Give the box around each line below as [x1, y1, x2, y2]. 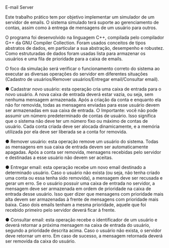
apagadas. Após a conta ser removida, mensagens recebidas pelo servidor [5, 149, 161, 155]
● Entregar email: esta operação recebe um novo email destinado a [5, 164, 146, 170]
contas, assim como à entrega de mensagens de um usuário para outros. [5, 25, 157, 31]
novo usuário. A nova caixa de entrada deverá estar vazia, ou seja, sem [5, 92, 154, 97]
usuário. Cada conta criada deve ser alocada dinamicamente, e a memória [5, 123, 160, 129]
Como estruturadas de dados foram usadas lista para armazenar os [5, 50, 146, 56]
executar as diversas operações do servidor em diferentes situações [5, 71, 148, 77]
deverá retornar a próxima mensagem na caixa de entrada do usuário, [5, 222, 150, 228]
